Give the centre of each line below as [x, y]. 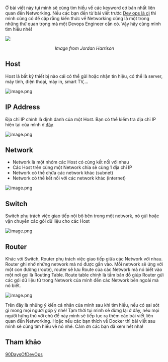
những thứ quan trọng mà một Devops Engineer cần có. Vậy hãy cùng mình [83, 24]
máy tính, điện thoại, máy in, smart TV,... [47, 81]
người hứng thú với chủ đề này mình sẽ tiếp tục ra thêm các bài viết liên [79, 316]
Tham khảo [23, 342]
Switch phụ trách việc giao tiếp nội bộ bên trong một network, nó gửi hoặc [82, 216]
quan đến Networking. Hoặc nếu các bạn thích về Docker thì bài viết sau [80, 321]
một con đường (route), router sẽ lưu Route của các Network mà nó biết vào [84, 269]
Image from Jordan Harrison [85, 48]
